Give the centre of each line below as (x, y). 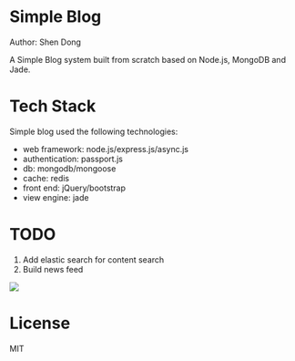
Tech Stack (53, 106)
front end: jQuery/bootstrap (74, 188)
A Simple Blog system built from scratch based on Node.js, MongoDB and (148, 59)
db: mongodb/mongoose (69, 168)
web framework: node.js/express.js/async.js (106, 149)
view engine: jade (56, 197)
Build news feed (53, 269)
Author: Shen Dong (46, 42)
